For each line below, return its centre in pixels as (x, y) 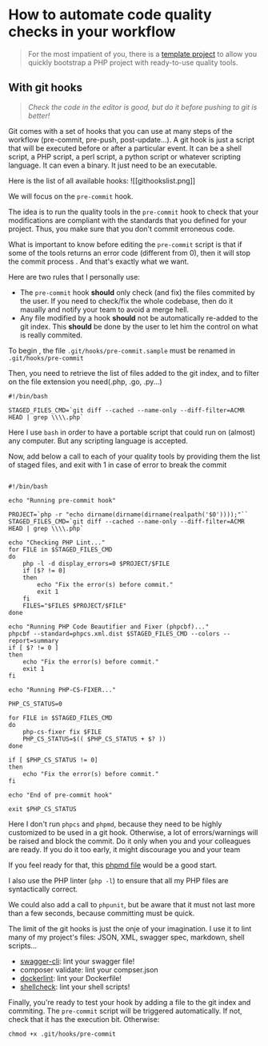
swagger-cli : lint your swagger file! (77, 961)
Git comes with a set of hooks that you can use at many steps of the (120, 131)
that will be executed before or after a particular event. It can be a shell (125, 148)
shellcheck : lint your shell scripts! (75, 987)
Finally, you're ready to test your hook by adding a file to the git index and (130, 1002)
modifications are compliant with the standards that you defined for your (128, 220)
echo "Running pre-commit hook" (62, 500)
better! (39, 115)
